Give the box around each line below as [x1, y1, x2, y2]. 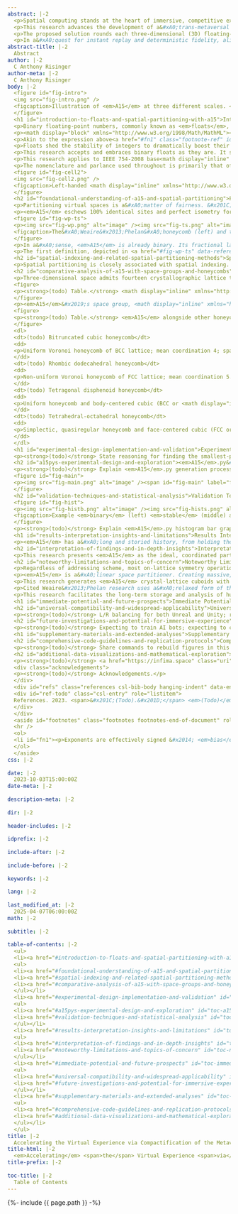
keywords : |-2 [7, 875, 50, 882]
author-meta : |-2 [7, 70, 59, 77]
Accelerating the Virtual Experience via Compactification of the [13, 1139, 214, 1147]
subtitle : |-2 [7, 928, 50, 935]
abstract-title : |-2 [7, 43, 69, 50]
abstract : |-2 [7, 10, 50, 18]
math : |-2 [7, 914, 37, 922]
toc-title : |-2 [7, 1172, 52, 1179]
